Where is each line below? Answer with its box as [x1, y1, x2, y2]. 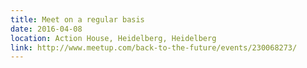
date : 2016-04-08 [10, 24, 83, 34]
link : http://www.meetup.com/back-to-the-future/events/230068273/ [10, 42, 298, 53]
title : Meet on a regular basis [10, 14, 145, 25]
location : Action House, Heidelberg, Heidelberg [10, 33, 217, 43]
